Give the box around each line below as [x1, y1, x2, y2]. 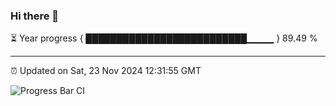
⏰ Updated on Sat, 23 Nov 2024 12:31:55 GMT [10, 65, 202, 77]
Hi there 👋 [10, 9, 60, 23]
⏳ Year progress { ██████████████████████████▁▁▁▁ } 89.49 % [10, 32, 318, 44]
